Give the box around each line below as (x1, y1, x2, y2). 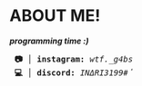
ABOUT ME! (9, 5, 101, 26)
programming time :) (9, 35, 89, 46)
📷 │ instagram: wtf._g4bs (14, 53, 134, 64)
